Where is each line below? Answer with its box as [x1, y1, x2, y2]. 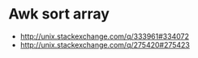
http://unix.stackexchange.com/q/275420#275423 [19, 39, 191, 49]
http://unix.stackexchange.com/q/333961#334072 [19, 31, 189, 41]
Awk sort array [8, 5, 110, 23]
